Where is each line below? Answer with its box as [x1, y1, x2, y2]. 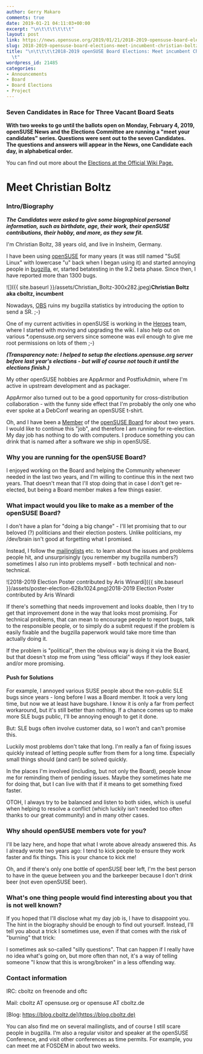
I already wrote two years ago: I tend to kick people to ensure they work [6, 847, 185, 854]
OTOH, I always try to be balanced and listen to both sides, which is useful [6, 799, 192, 806]
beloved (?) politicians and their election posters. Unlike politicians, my [6, 529, 182, 536]
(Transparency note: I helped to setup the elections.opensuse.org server [6, 351, 193, 358]
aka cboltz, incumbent [6, 289, 64, 297]
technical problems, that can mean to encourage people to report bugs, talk [6, 616, 195, 623]
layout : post [6, 32, 39, 38]
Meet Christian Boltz [6, 180, 112, 194]
